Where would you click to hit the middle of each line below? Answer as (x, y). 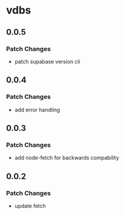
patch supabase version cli (47, 61)
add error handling (37, 110)
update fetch (30, 206)
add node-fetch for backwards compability (67, 158)
